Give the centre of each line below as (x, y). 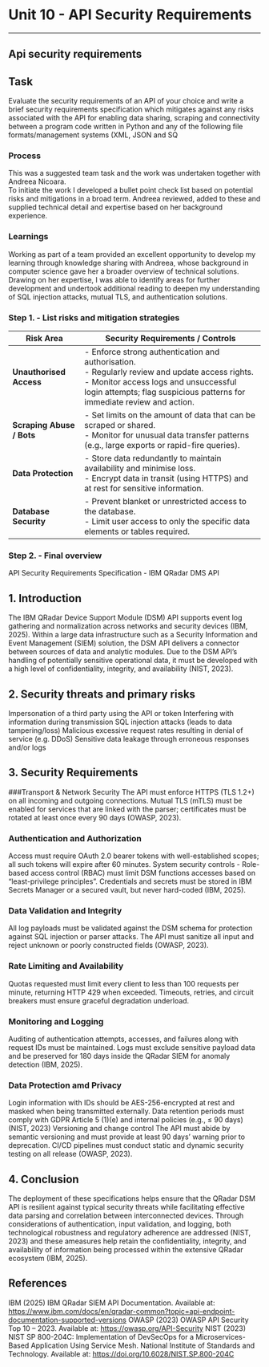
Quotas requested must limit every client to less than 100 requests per (124, 983)
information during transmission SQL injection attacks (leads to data (120, 722)
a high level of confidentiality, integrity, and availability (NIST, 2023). (121, 669)
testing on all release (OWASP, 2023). (70, 1154)
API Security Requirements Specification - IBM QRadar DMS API (114, 573)
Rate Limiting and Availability (66, 966)
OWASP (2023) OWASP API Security (189, 1320)
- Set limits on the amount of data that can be (170, 415)
